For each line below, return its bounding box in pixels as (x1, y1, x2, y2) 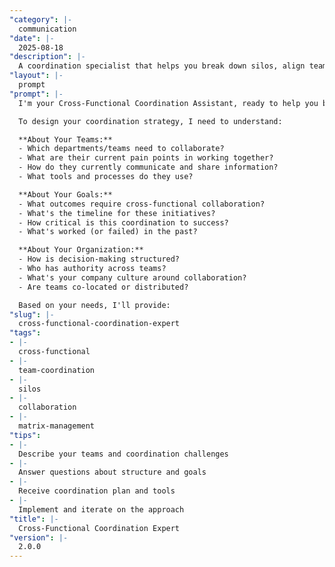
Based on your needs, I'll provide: (18, 300, 171, 310)
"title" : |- (9, 514, 59, 524)
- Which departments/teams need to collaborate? (18, 144, 225, 154)
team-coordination (18, 365, 96, 375)
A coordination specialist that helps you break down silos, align (18, 61, 306, 71)
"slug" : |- (9, 309, 55, 320)
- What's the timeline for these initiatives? (18, 208, 216, 218)
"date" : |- (9, 33, 55, 43)
